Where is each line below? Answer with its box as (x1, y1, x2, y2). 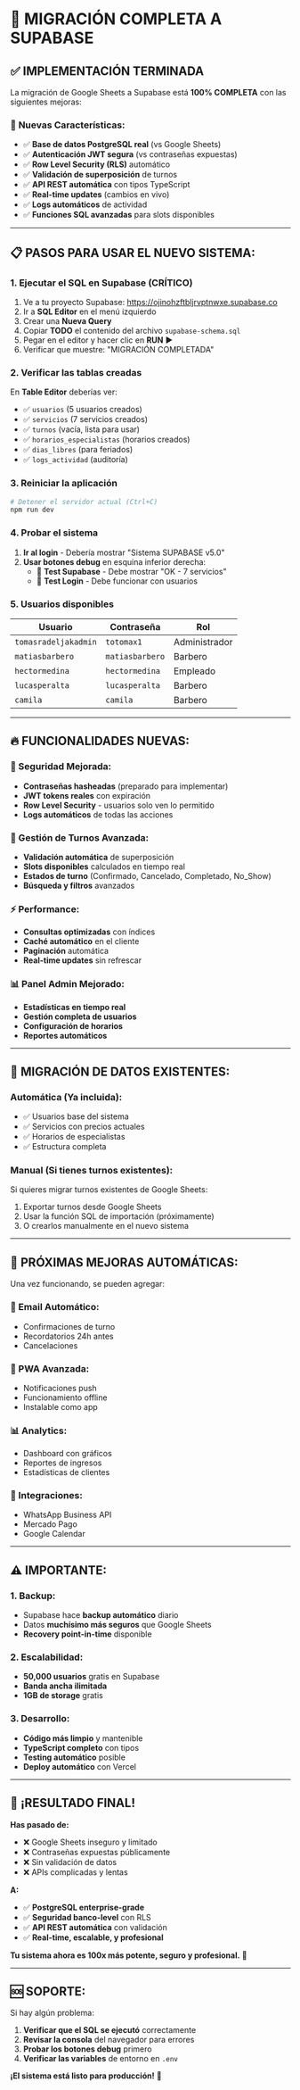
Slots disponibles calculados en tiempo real (22, 861, 186, 872)
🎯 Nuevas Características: (10, 119, 126, 131)
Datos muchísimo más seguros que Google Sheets (22, 1620, 212, 1630)
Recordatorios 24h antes (22, 1331, 114, 1341)
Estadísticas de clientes (22, 1467, 110, 1478)
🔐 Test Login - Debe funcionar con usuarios (36, 576, 199, 586)
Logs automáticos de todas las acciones (22, 809, 174, 820)
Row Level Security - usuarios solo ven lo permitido (22, 800, 215, 810)
